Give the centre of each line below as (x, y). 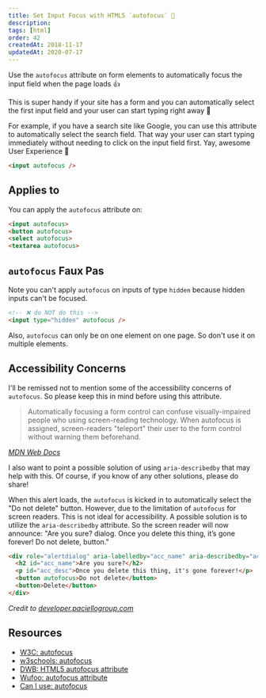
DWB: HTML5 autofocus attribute (74, 669)
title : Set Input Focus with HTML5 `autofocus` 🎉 (92, 15)
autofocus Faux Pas (56, 271)
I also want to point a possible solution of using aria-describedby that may (129, 467)
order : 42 (25, 38)
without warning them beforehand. (84, 437)
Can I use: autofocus (53, 685)
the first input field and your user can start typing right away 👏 (110, 111)
